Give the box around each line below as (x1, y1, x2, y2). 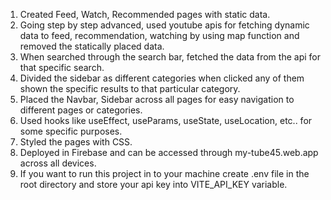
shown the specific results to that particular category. (19, 83, 241, 94)
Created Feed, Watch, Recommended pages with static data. (19, 9, 271, 20)
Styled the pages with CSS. (19, 136, 133, 148)
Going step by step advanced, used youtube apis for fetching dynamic (19, 19, 310, 31)
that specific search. (19, 62, 105, 73)
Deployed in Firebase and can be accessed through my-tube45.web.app (19, 147, 319, 158)
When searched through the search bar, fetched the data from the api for (19, 51, 321, 63)
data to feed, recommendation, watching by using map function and (19, 30, 300, 41)
